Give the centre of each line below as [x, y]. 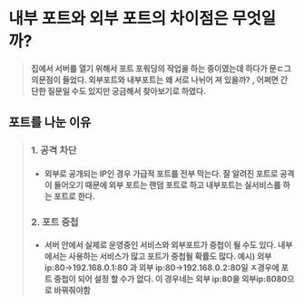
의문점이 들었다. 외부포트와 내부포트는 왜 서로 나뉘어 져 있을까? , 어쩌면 [154, 80]
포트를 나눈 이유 [50, 123]
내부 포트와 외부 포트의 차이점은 [118, 19]
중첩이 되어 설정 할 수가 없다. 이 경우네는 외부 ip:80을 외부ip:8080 [170, 279]
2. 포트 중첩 [54, 222]
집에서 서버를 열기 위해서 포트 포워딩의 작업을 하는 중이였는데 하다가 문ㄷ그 [161, 68]
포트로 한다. [74, 196]
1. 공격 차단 [54, 150]
